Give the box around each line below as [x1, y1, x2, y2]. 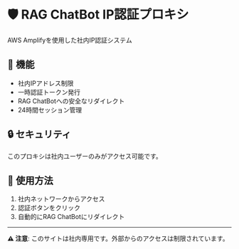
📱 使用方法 [7, 174, 53, 186]
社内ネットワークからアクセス [17, 195, 105, 203]
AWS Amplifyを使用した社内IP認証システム [7, 36, 133, 44]
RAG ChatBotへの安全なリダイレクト [17, 97, 125, 105]
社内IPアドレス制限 [17, 79, 74, 88]
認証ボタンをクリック [17, 203, 80, 212]
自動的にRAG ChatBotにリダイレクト [17, 213, 125, 221]
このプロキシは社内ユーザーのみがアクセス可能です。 [7, 152, 162, 160]
